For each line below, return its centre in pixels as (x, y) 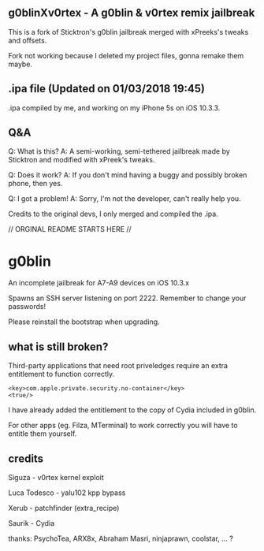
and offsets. (28, 40)
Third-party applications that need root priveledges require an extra (118, 366)
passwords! (27, 307)
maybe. (20, 64)
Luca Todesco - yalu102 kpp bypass (67, 493)
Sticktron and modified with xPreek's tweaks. (82, 160)
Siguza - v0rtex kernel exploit (56, 477)
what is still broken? (58, 346)
